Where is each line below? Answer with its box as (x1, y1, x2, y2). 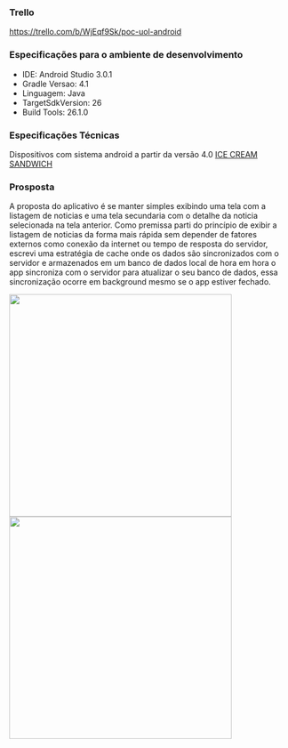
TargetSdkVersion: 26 (21, 97, 102, 108)
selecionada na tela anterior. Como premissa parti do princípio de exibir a (9, 220, 277, 230)
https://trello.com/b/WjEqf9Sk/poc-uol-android (9, 27, 182, 37)
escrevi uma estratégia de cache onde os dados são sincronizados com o (9, 248, 280, 259)
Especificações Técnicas (9, 129, 120, 141)
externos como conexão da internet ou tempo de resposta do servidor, (9, 238, 268, 250)
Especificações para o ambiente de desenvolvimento (9, 49, 244, 61)
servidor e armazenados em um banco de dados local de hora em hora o (9, 258, 276, 269)
